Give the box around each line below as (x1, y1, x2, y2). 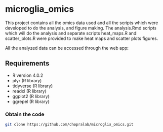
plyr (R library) (12, 77, 42, 83)
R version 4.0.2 (12, 72, 43, 78)
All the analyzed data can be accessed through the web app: (5, 45, 129, 51)
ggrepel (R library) (12, 99, 50, 104)
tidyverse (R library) (12, 83, 53, 89)
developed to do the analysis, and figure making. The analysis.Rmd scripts (5, 25, 157, 31)
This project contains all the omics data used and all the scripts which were (5, 20, 159, 26)
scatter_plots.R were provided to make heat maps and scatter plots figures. (5, 35, 158, 41)
